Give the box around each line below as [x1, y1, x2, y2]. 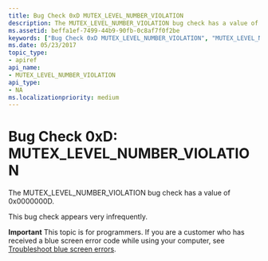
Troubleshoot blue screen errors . [8, 244, 117, 254]
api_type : [8, 78, 41, 86]
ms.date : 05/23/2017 [8, 42, 77, 49]
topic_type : [8, 49, 48, 57]
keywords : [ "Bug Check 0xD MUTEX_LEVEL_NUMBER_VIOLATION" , [8, 34, 209, 42]
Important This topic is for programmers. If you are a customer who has [8, 227, 245, 237]
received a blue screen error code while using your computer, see [8, 236, 225, 246]
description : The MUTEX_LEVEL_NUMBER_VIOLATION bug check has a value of [8, 19, 259, 27]
